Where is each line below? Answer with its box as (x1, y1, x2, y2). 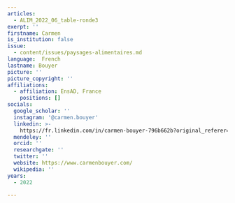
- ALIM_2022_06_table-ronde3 (13, 17, 99, 24)
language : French (7, 56, 61, 63)
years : (7, 172, 27, 179)
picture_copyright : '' (7, 75, 73, 82)
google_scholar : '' (13, 107, 71, 114)
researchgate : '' (13, 146, 64, 153)
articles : (7, 10, 36, 17)
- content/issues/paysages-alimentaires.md (13, 50, 142, 57)
